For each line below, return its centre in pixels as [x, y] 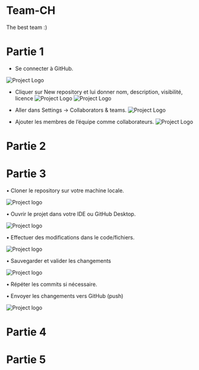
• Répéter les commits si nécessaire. [52, 284]
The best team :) [27, 27]
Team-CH [31, 11]
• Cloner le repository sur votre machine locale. [65, 190]
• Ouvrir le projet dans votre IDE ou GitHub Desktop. [71, 214]
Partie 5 [26, 360]
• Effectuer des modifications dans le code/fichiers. [71, 237]
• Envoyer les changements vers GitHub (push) [65, 296]
